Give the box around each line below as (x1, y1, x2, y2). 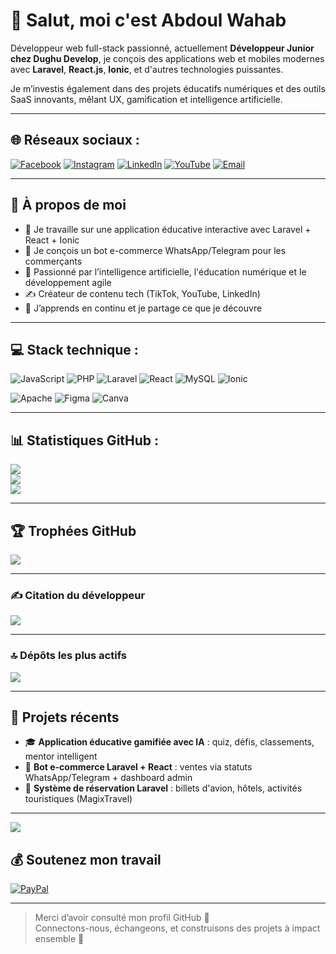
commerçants (24, 255, 83, 267)
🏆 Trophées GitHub (10, 522, 137, 539)
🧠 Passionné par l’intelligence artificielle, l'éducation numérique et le (24, 265, 307, 278)
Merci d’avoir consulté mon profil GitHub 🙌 (34, 912, 210, 924)
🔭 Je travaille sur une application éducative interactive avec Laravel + (24, 223, 312, 235)
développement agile (24, 276, 112, 288)
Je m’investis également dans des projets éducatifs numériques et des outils (10, 82, 326, 94)
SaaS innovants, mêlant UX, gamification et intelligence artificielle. (10, 93, 283, 105)
